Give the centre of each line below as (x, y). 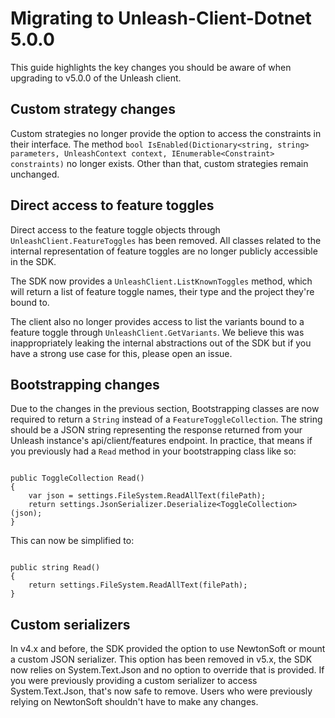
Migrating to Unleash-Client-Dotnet (161, 18)
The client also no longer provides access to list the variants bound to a (157, 321)
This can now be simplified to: (72, 541)
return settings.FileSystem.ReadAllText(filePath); (138, 585)
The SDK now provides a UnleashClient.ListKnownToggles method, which (161, 281)
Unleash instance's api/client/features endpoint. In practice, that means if (161, 441)
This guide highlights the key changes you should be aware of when (151, 67)
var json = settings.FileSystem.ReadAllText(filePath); (147, 496)
